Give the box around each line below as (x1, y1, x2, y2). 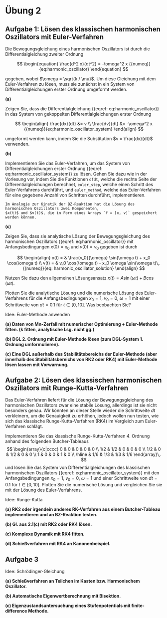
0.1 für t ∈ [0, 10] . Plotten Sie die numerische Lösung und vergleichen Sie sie (5, 482, 163, 488)
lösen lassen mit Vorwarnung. (5, 362, 69, 368)
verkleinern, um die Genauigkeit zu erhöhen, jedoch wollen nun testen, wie (5, 413, 159, 419)
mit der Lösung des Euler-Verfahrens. (5, 487, 82, 493)
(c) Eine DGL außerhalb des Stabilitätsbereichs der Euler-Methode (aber (5, 351, 158, 357)
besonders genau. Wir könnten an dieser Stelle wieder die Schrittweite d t (5, 408, 156, 413)
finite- (131, 603, 145, 609)
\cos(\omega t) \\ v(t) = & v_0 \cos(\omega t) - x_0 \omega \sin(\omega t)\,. (6, 260, 161, 266)
